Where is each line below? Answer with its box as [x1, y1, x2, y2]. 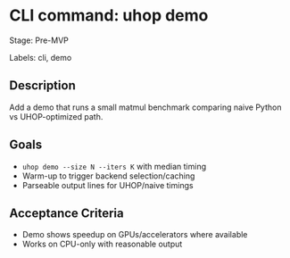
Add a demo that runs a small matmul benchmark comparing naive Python [9, 102, 282, 112]
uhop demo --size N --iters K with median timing [21, 161, 207, 171]
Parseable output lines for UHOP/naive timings [21, 179, 194, 190]
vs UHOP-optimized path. [9, 111, 104, 121]
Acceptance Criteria [9, 205, 124, 221]
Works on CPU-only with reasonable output [21, 238, 183, 250]
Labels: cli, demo [9, 52, 72, 62]
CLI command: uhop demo [9, 5, 209, 26]
